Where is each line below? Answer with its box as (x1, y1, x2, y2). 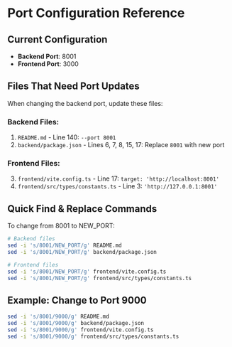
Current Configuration (7, 33, 108, 46)
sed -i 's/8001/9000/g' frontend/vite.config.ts (7, 326, 154, 333)
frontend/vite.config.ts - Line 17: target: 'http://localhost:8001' (17, 174, 220, 183)
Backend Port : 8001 (17, 52, 77, 60)
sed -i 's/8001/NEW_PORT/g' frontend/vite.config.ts (7, 268, 167, 275)
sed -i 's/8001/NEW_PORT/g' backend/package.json (7, 248, 158, 255)
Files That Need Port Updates (7, 80, 140, 92)
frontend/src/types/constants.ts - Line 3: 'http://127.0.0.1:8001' (17, 182, 218, 191)
